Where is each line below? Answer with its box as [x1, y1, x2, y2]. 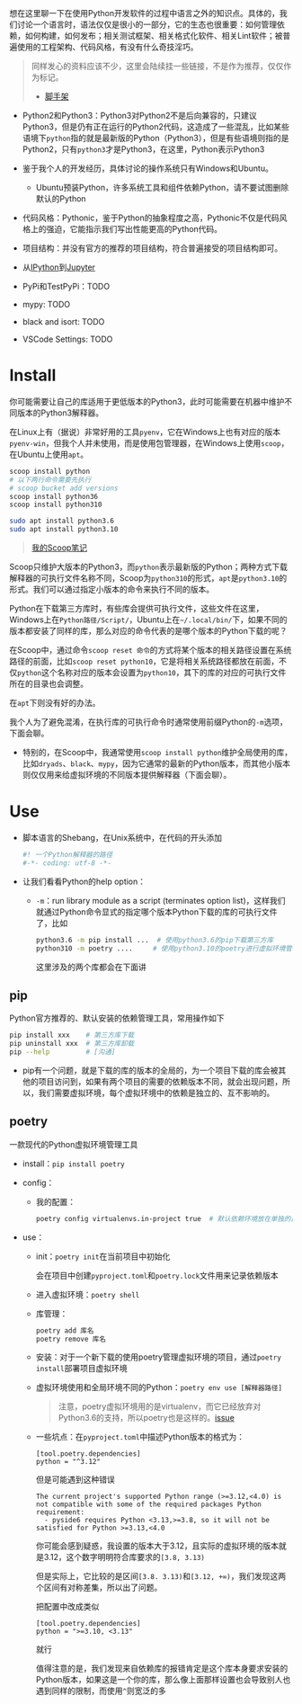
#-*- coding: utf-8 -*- [22, 858, 112, 868]
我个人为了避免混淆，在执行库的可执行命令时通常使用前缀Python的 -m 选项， [9, 717, 288, 727]
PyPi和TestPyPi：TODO [22, 281, 111, 291]
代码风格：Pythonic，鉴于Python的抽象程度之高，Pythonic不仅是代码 [22, 212, 280, 223]
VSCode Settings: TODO [22, 334, 113, 344]
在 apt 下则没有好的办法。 [9, 698, 101, 709]
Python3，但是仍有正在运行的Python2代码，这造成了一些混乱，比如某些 [22, 121, 290, 132]
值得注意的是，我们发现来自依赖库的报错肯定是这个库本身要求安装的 [35, 1663, 289, 1674]
